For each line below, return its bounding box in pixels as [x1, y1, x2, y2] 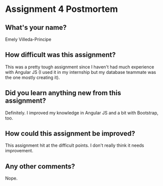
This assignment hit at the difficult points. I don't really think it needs [5, 142, 144, 148]
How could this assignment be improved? [5, 129, 135, 138]
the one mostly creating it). [5, 74, 60, 80]
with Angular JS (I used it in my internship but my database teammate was [5, 69, 157, 75]
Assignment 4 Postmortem [5, 3, 118, 15]
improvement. [5, 148, 34, 154]
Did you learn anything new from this [5, 89, 122, 97]
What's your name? [5, 23, 67, 32]
